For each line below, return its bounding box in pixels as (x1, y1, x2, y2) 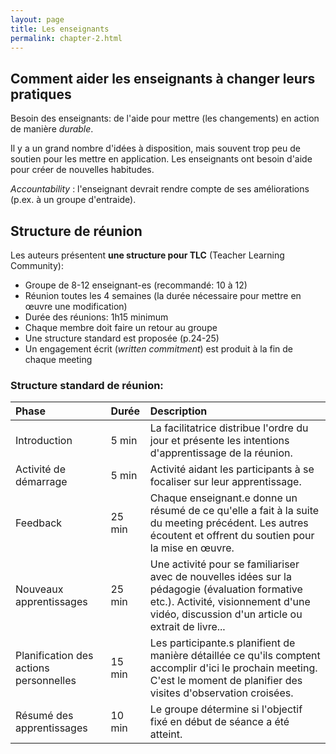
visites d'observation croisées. (149, 686, 294, 700)
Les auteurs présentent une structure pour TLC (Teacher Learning (10, 249, 285, 261)
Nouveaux (15, 582, 64, 596)
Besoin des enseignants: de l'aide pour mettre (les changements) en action (10, 112, 320, 125)
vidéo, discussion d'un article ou (149, 607, 303, 621)
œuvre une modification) (24, 301, 128, 312)
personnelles (15, 674, 77, 688)
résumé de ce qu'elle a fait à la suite (149, 504, 320, 518)
